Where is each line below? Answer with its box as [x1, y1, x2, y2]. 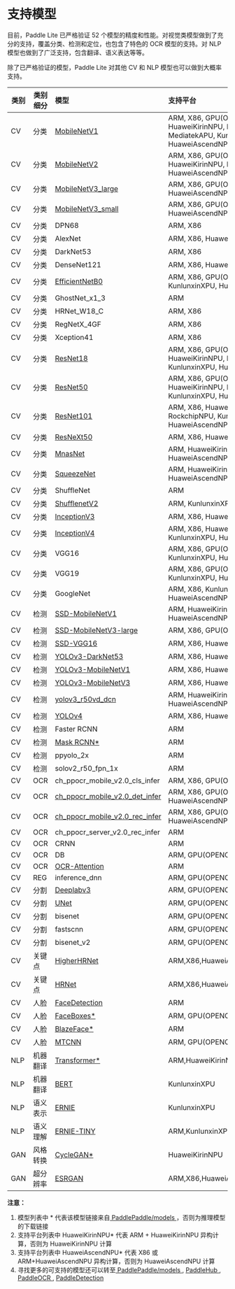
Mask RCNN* [55, 737, 100, 747]
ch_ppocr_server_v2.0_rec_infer [55, 827, 161, 836]
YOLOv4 [55, 711, 83, 720]
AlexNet [55, 234, 82, 243]
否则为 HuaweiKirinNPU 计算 [29, 1239, 112, 1248]
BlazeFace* [55, 1024, 94, 1034]
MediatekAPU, [168, 130, 215, 140]
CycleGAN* [55, 1150, 94, 1160]
